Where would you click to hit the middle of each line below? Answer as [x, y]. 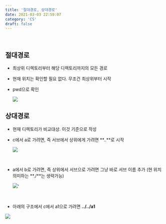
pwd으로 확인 [25, 89]
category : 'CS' [21, 19]
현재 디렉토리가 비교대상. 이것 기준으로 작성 [54, 129]
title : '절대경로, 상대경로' [31, 10]
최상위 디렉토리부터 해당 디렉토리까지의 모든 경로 [60, 68]
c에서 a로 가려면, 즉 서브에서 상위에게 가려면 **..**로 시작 [68, 140]
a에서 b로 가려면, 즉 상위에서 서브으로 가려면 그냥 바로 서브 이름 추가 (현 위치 [87, 169]
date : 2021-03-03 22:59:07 [33, 15]
